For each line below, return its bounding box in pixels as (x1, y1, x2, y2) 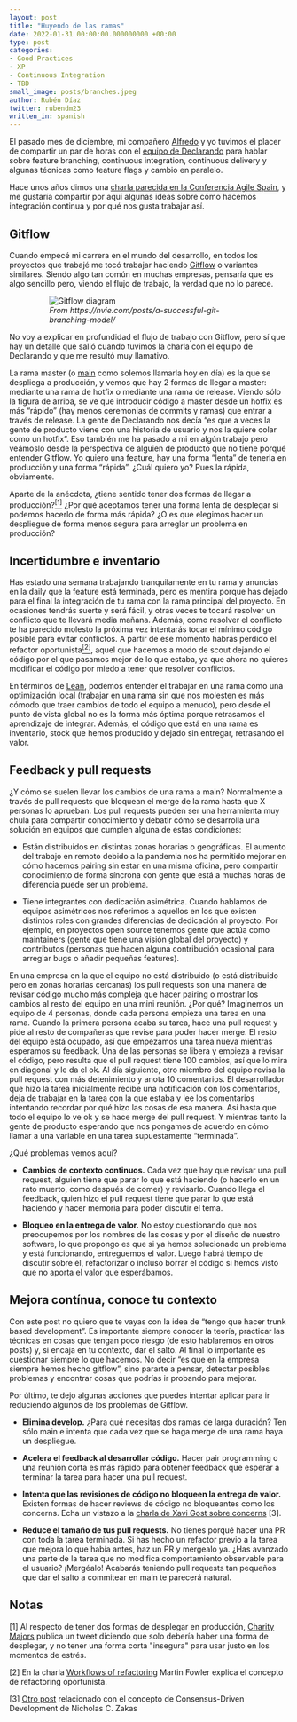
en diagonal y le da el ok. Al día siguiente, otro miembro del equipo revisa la (9, 1064, 285, 1075)
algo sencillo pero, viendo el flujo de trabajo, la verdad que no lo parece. (9, 278, 274, 288)
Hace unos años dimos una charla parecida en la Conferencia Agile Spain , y (9, 182, 286, 193)
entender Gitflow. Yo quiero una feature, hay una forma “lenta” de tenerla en (9, 452, 287, 462)
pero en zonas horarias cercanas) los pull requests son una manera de (9, 979, 268, 990)
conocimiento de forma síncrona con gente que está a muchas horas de (21, 869, 285, 880)
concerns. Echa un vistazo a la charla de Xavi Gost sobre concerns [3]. (21, 1507, 282, 1518)
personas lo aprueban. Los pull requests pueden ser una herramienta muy (9, 805, 280, 816)
